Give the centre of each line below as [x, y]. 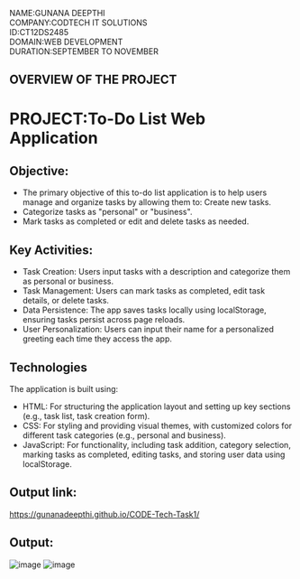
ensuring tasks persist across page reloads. [104, 320]
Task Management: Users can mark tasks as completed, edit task [144, 291]
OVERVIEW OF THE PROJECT [93, 80]
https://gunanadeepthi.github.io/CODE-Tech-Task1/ [105, 514]
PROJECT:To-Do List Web [107, 119]
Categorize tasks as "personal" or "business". [107, 212]
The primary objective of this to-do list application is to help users [145, 192]
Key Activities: [51, 250]
